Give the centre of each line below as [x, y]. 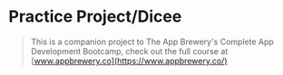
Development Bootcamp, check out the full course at [129, 51]
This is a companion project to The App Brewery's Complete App [152, 42]
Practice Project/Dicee [95, 17]
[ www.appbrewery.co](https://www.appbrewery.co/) [129, 61]
